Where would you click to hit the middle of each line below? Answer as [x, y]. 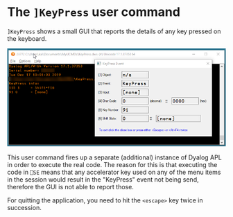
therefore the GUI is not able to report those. [70, 187]
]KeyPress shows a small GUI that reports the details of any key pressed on [114, 31]
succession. [24, 208]
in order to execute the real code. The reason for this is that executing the [112, 165]
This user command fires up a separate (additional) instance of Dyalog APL [114, 157]
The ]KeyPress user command [94, 12]
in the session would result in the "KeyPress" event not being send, [103, 180]
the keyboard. [27, 38]
